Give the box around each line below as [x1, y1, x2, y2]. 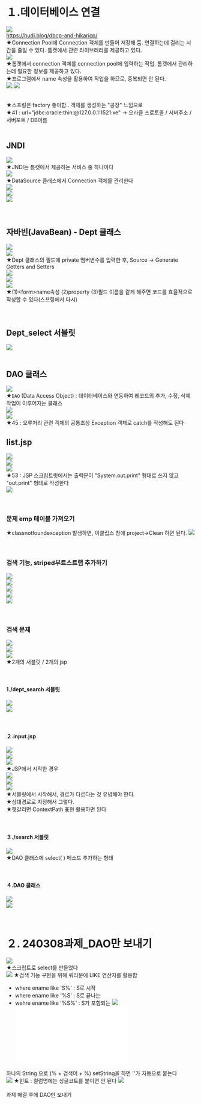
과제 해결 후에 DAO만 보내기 [6, 1091, 72, 1098]
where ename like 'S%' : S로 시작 [14, 984, 96, 991]
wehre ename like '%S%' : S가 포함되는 [14, 999, 111, 1007]
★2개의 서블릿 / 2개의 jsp [6, 658, 68, 665]
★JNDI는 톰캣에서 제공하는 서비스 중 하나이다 [6, 163, 114, 170]
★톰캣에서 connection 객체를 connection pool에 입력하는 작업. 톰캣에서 [6, 60, 177, 67]
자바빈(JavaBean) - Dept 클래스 [6, 227, 121, 238]
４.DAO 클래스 [6, 882, 41, 889]
